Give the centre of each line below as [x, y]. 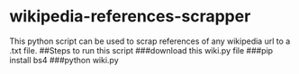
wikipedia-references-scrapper [130, 16]
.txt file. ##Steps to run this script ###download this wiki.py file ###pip [141, 50]
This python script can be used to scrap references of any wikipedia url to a [150, 41]
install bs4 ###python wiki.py [64, 60]
